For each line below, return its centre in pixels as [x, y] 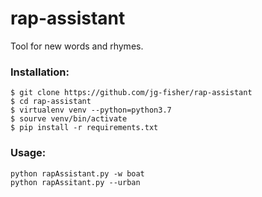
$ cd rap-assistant [51, 102]
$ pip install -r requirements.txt [84, 128]
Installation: [40, 72]
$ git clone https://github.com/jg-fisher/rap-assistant [131, 93]
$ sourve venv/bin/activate [69, 119]
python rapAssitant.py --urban [75, 182]
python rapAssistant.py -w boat [77, 173]
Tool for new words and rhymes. [77, 46]
